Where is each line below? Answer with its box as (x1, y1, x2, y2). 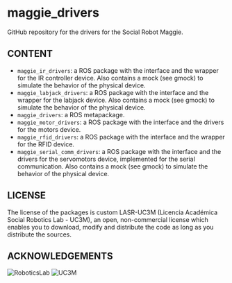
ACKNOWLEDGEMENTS (7, 250, 113, 261)
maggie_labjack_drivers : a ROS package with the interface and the (17, 88, 209, 96)
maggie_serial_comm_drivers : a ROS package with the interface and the (17, 147, 222, 155)
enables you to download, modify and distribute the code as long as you (7, 223, 214, 231)
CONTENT (7, 48, 53, 60)
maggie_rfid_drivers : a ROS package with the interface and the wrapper (17, 132, 226, 141)
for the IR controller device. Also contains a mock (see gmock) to (17, 74, 204, 82)
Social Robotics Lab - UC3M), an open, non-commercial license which (7, 215, 208, 223)
